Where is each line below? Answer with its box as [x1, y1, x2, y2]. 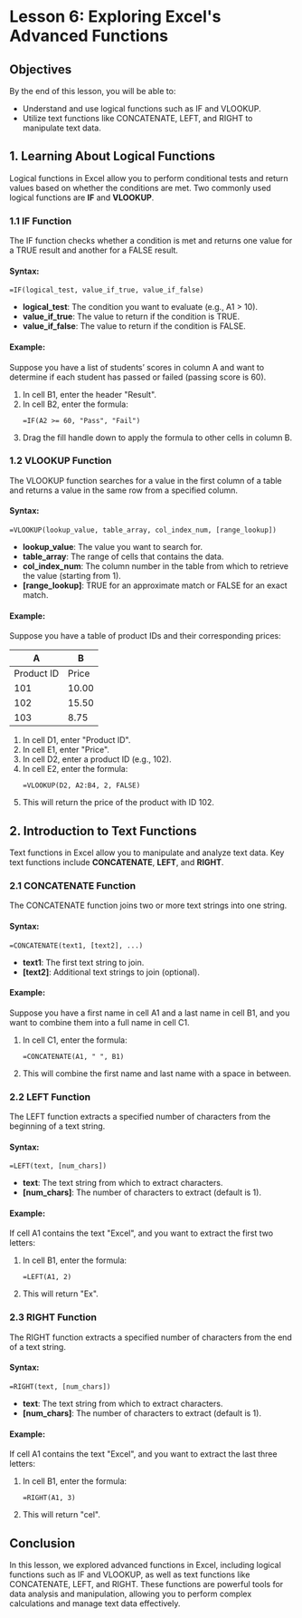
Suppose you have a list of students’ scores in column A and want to [9, 361, 265, 372]
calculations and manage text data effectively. [9, 1597, 181, 1609]
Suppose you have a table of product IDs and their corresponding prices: [9, 631, 282, 641]
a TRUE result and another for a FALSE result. [9, 245, 179, 255]
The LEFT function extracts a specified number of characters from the [9, 1112, 271, 1122]
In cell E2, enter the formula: [22, 764, 128, 775]
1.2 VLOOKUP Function [9, 455, 112, 467]
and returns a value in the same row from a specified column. [9, 485, 238, 496]
